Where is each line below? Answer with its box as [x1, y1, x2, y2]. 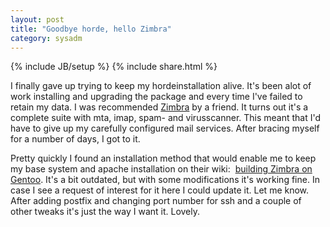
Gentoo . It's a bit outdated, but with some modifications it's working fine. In [10, 174, 320, 186]
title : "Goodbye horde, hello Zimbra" [10, 24, 172, 34]
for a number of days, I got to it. [10, 133, 141, 145]
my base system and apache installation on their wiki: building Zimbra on [10, 163, 313, 175]
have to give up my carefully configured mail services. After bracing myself [10, 122, 320, 135]
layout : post [10, 14, 65, 25]
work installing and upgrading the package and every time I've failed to [10, 91, 303, 103]
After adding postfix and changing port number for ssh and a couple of [10, 195, 302, 207]
